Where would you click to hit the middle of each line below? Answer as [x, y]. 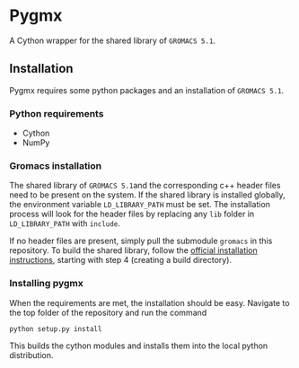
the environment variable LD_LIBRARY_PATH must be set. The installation [140, 205]
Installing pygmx [46, 284]
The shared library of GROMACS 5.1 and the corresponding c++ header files [145, 186]
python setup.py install [56, 329]
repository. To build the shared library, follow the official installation [133, 250]
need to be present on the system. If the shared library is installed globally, [147, 195]
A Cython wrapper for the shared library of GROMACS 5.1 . [113, 40]
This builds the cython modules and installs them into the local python [139, 346]
